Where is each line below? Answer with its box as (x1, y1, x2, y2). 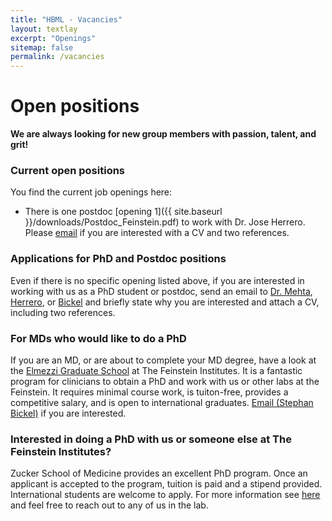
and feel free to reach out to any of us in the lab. (10, 499, 209, 511)
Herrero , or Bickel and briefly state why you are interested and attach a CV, (10, 296, 320, 308)
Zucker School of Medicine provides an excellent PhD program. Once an (10, 467, 308, 480)
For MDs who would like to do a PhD (10, 331, 187, 345)
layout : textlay (10, 24, 78, 34)
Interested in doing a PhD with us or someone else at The (10, 432, 292, 446)
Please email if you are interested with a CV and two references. (24, 227, 290, 239)
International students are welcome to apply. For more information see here (10, 489, 321, 501)
